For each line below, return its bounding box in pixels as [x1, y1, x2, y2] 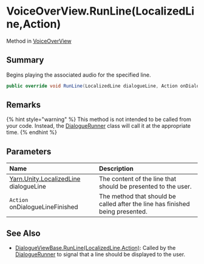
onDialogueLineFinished [9, 203, 78, 211]
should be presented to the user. [99, 182, 192, 191]
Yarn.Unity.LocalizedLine [9, 175, 81, 183]
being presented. [99, 207, 148, 216]
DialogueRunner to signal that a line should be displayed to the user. [15, 251, 186, 258]
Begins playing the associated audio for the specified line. [6, 71, 151, 78]
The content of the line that [99, 175, 177, 183]
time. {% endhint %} [6, 129, 58, 136]
